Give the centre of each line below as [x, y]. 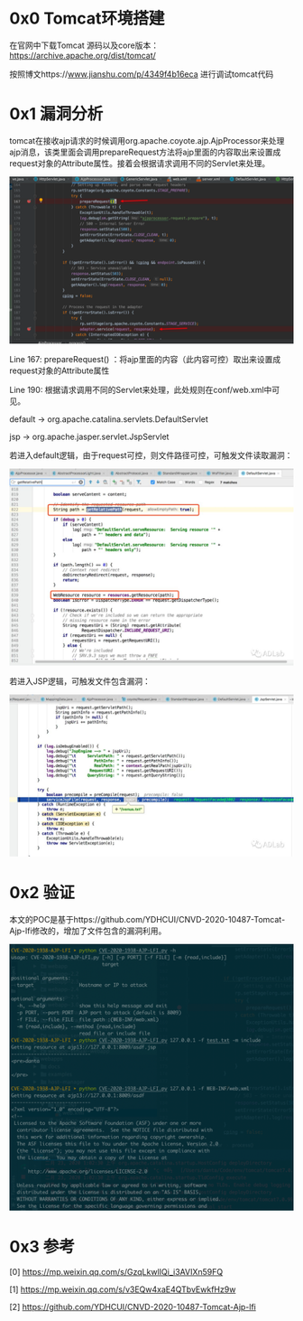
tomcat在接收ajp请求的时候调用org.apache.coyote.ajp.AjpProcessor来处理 [147, 140]
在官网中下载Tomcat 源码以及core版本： [84, 45]
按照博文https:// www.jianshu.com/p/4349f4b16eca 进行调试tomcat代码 [142, 74]
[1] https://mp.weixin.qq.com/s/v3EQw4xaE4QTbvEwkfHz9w [123, 1289]
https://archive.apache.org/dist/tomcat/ [83, 55]
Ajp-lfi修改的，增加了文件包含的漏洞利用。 [88, 931]
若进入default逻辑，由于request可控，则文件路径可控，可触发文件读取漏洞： [151, 455]
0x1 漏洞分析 [56, 114]
